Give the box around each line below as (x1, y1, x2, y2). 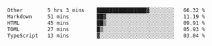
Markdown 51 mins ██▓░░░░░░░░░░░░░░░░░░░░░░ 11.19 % (7, 13, 206, 20)
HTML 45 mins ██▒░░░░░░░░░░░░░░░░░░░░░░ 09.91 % (7, 20, 206, 26)
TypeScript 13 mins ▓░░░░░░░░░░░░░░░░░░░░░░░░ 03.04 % (7, 32, 206, 39)
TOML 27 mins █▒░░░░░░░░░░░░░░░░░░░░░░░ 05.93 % (7, 26, 206, 32)
